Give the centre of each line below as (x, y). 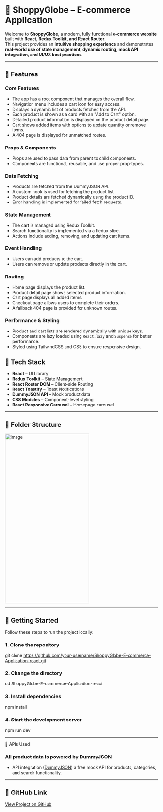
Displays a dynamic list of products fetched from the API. (69, 109)
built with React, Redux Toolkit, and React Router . (55, 39)
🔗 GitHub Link (26, 792)
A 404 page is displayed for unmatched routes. (59, 135)
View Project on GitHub (28, 804)
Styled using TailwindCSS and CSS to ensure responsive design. (76, 347)
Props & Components (31, 148)
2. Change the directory (33, 673)
